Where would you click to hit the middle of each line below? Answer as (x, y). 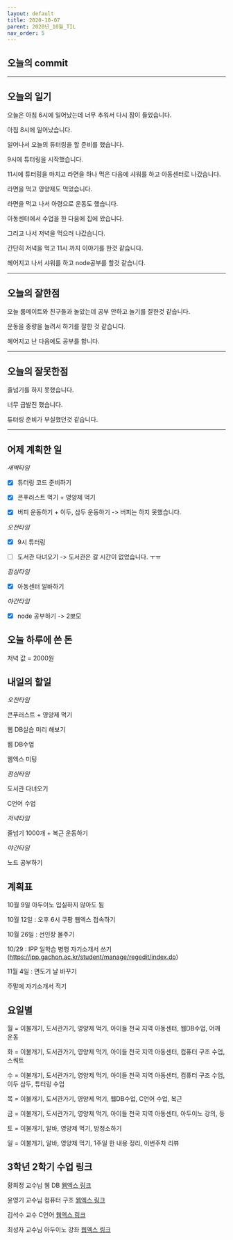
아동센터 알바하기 (41, 586)
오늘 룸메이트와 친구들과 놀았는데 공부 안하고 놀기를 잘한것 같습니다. (99, 311)
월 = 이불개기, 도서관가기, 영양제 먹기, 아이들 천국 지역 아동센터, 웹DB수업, (107, 1028)
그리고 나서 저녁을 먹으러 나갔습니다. (56, 233)
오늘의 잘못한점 (38, 372)
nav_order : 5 (26, 33)
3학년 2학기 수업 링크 (50, 1167)
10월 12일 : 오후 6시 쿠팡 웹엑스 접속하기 (61, 920)
